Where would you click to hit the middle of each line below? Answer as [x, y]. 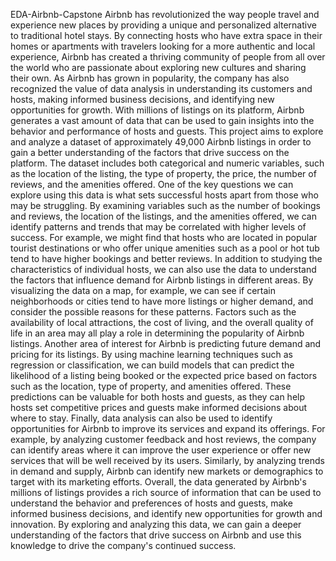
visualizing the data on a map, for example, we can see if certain [143, 290]
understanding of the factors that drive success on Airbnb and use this [156, 535]
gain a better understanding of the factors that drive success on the [150, 152]
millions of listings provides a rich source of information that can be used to [166, 492]
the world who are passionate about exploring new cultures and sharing [158, 67]
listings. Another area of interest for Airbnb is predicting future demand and [166, 343]
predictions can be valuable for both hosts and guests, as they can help [158, 397]
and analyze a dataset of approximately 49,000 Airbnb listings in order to [161, 142]
